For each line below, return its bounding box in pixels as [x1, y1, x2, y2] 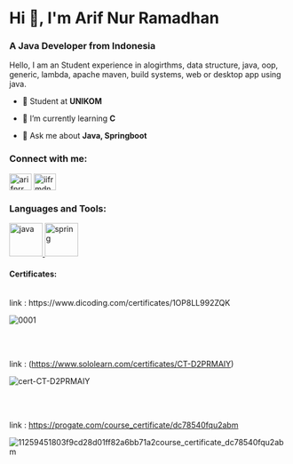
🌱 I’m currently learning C [21, 113, 116, 124]
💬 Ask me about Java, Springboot [21, 131, 147, 141]
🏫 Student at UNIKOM [21, 96, 102, 107]
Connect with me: [9, 153, 88, 165]
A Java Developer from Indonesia [9, 40, 156, 52]
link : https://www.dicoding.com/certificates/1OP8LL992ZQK [9, 298, 231, 308]
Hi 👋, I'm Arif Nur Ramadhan [9, 8, 219, 28]
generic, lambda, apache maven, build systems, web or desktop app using [9, 69, 281, 80]
